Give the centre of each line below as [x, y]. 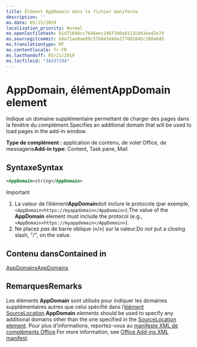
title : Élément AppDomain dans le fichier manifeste [72, 11]
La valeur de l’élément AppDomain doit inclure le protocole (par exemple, [102, 204]
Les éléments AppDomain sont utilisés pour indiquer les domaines [87, 300]
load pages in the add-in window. [46, 131]
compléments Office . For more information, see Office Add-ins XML [87, 332]
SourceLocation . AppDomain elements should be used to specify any [90, 313]
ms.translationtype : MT [35, 45]
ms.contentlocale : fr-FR [36, 50]
